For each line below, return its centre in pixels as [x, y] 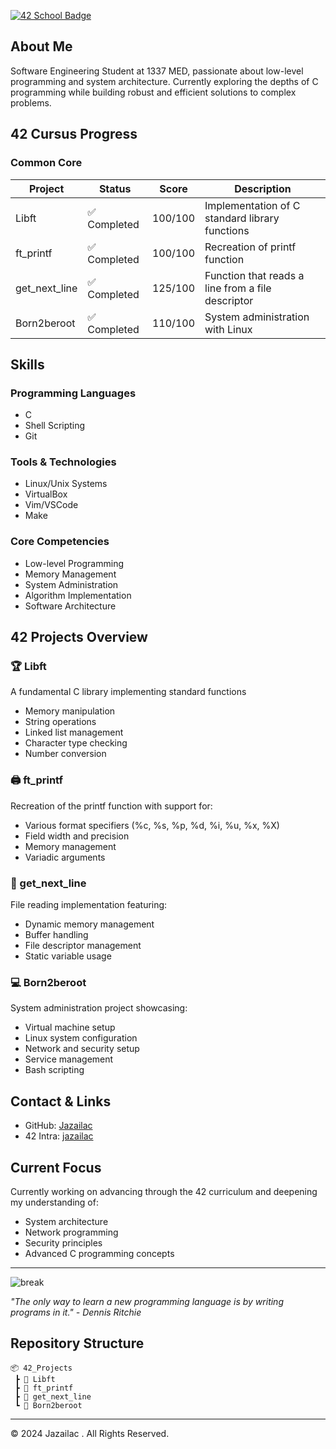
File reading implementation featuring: [89, 905]
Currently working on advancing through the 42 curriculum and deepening [164, 1191]
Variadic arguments [65, 857]
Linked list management [74, 732]
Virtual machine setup [70, 1027]
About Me [41, 46]
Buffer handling [56, 935]
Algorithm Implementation [78, 595]
